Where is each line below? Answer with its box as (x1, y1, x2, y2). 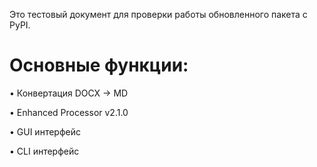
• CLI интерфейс (9, 145, 80, 157)
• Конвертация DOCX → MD (9, 87, 129, 99)
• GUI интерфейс (9, 125, 81, 138)
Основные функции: (9, 54, 189, 77)
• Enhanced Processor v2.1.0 (9, 106, 129, 118)
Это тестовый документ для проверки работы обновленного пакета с (9, 9, 308, 20)
